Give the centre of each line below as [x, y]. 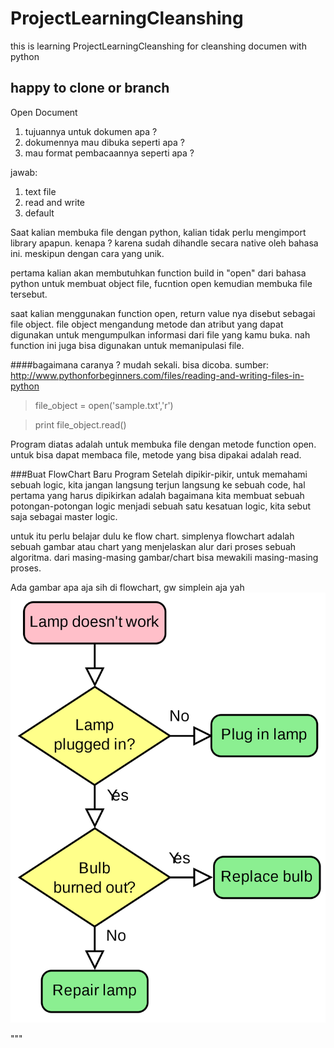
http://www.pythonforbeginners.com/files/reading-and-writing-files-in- [157, 375]
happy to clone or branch [90, 88]
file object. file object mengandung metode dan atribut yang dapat [147, 324]
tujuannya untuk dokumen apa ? [91, 131]
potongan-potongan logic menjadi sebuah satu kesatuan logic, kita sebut [160, 506]
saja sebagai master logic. [64, 516]
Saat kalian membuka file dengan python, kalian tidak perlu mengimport [158, 232]
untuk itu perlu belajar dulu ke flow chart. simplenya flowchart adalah [152, 536]
